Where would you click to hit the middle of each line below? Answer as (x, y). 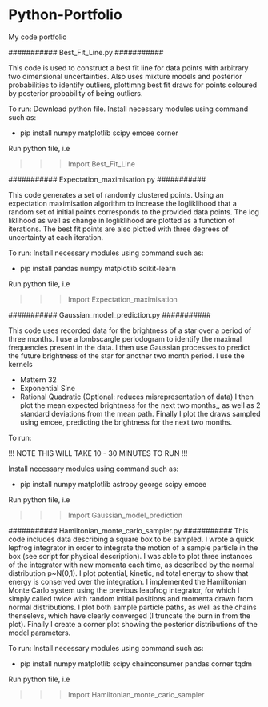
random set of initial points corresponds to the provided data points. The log (134, 212)
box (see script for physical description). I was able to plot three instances (130, 556)
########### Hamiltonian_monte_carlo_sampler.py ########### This (128, 530)
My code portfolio (38, 37)
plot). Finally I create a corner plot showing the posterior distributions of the (133, 624)
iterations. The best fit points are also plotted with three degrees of (119, 229)
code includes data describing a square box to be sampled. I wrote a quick (131, 539)
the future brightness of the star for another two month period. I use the (127, 355)
